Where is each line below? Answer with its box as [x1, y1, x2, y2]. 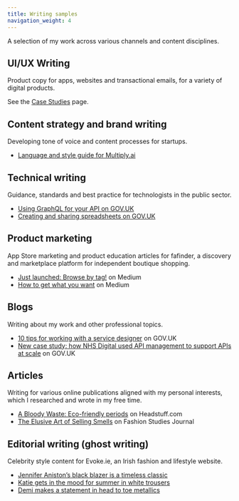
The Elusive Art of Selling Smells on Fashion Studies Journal [17, 418, 194, 426]
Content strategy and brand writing [7, 118, 167, 130]
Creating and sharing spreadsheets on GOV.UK [17, 212, 156, 220]
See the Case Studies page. [7, 98, 89, 106]
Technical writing [7, 172, 87, 184]
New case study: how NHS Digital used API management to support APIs [17, 341, 232, 350]
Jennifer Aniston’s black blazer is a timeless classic [17, 471, 169, 480]
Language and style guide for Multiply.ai [17, 151, 136, 160]
